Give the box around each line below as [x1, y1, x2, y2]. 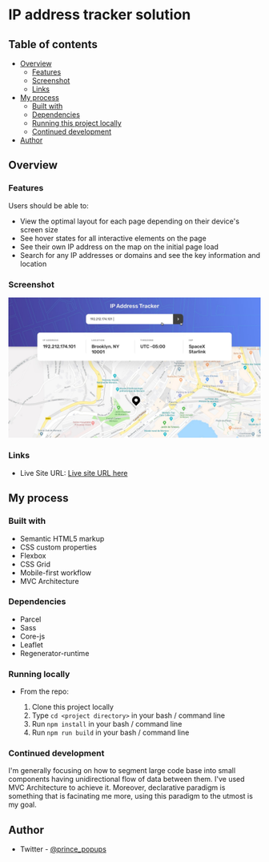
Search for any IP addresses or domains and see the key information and [19, 250, 261, 260]
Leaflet [19, 639, 44, 650]
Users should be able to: [8, 200, 90, 210]
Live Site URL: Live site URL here [19, 468, 128, 477]
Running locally [8, 668, 70, 679]
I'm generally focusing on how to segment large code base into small [8, 766, 236, 775]
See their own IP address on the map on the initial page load [19, 242, 219, 252]
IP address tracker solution [8, 6, 191, 24]
